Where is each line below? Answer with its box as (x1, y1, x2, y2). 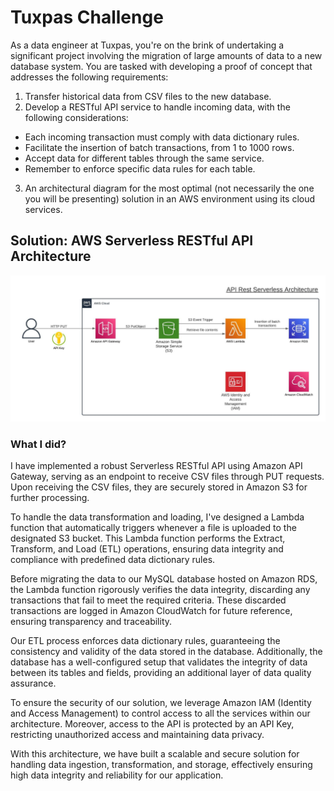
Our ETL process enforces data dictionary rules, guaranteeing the (10, 635, 281, 647)
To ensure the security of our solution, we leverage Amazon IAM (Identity (10, 697, 312, 709)
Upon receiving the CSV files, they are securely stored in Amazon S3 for (10, 481, 308, 493)
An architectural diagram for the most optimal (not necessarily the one (24, 182, 315, 194)
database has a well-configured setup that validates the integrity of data (10, 656, 308, 668)
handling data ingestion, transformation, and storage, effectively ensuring (10, 759, 313, 771)
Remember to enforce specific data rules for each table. (24, 162, 256, 175)
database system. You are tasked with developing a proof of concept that (10, 60, 313, 72)
